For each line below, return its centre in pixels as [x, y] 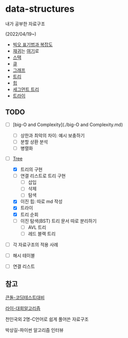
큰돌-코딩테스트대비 [25, 297]
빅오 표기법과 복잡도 [33, 45]
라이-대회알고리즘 [23, 308]
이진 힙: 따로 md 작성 [41, 202]
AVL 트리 [37, 227]
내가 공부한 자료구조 [25, 24]
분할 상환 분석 [34, 142]
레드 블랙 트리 [42, 234]
